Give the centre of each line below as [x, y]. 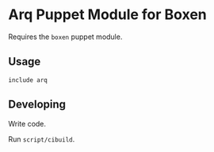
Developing [37, 105]
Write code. [27, 123]
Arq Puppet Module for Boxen [108, 15]
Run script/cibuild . [42, 139]
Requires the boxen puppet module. [65, 37]
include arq [28, 80]
